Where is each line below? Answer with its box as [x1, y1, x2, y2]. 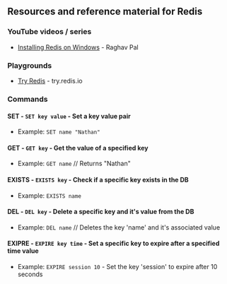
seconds [17, 270, 43, 278]
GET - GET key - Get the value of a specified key [7, 143, 149, 152]
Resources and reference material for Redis [7, 6, 203, 18]
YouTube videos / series [7, 27, 92, 37]
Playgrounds [7, 60, 52, 70]
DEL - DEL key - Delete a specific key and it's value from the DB [7, 208, 194, 216]
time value [7, 247, 39, 255]
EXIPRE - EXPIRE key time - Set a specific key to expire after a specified [7, 239, 220, 248]
